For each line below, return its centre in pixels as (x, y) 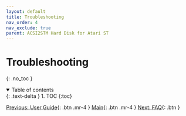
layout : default (26, 11)
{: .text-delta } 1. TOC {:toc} (39, 96)
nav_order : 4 (22, 22)
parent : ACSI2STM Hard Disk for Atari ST (58, 33)
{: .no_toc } (19, 79)
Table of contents (33, 90)
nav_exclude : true (28, 28)
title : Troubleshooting (35, 17)
